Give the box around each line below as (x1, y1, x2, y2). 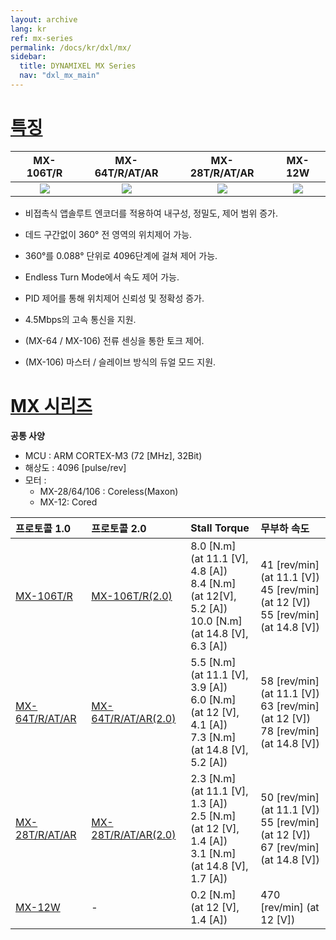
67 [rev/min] (260, 840, 320, 854)
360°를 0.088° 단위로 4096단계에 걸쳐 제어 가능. (24, 249, 218, 261)
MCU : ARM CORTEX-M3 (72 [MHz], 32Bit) (24, 449, 203, 461)
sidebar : (10, 52, 47, 62)
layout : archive (10, 14, 78, 25)
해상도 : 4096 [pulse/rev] (24, 461, 127, 473)
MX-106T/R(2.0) (91, 589, 173, 603)
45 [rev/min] (260, 582, 320, 596)
